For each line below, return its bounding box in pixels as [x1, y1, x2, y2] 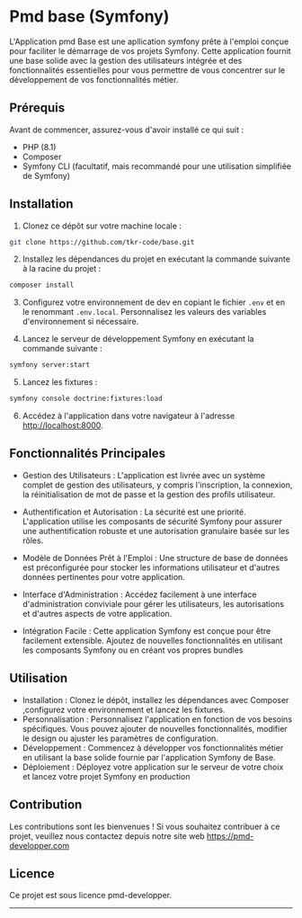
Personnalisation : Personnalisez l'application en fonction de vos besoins [22, 713, 293, 725]
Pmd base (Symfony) [9, 6, 170, 27]
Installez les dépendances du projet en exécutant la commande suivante [22, 254, 290, 264]
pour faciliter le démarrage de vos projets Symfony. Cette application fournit [9, 45, 291, 56]
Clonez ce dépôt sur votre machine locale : [22, 220, 182, 231]
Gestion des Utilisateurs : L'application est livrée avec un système [22, 469, 266, 480]
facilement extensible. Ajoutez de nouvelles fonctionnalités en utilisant [22, 635, 283, 646]
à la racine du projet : [22, 263, 102, 274]
